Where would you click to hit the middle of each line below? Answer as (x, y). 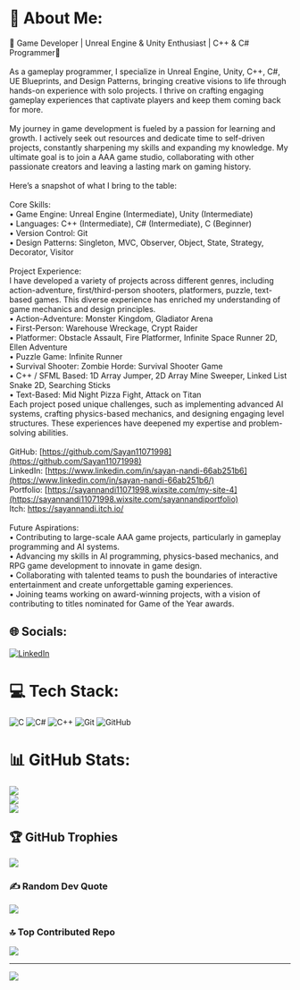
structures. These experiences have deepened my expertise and (128, 423)
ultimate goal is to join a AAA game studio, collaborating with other (132, 157)
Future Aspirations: (44, 528)
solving (23, 432)
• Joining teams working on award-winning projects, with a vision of (135, 594)
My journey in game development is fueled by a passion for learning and (142, 128)
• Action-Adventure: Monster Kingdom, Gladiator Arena (111, 318)
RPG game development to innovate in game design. (106, 565)
